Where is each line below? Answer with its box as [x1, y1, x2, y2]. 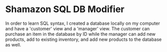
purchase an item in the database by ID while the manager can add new [5, 31, 156, 37]
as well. [5, 41, 21, 47]
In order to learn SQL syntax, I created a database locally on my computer [5, 20, 160, 26]
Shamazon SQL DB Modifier [5, 4, 125, 15]
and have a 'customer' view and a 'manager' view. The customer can [5, 25, 150, 31]
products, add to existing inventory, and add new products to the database [5, 36, 162, 42]
